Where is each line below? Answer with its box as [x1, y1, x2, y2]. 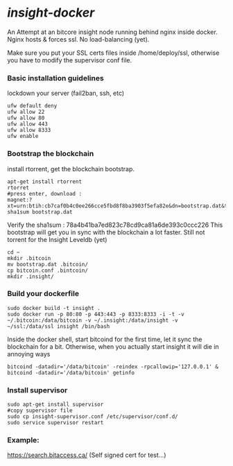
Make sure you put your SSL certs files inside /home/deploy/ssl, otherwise [7, 49, 220, 57]
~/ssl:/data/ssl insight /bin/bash [7, 322, 110, 330]
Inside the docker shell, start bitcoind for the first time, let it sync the [7, 335, 202, 343]
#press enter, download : [7, 190, 82, 197]
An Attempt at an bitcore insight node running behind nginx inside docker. [7, 28, 218, 36]
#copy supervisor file [7, 407, 73, 414]
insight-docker [7, 5, 95, 21]
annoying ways [7, 349, 51, 358]
